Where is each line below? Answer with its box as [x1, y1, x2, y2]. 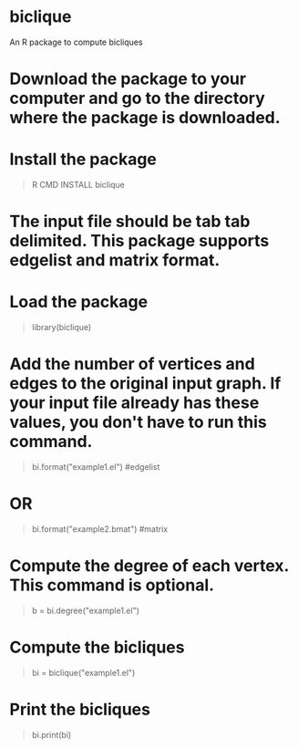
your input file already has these [9, 392, 260, 413]
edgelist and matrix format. [9, 250, 221, 271]
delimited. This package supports [9, 231, 270, 252]
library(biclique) [31, 322, 92, 333]
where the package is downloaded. [9, 108, 281, 129]
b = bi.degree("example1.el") [31, 605, 139, 616]
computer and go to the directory [9, 88, 266, 109]
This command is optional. [9, 575, 215, 596]
